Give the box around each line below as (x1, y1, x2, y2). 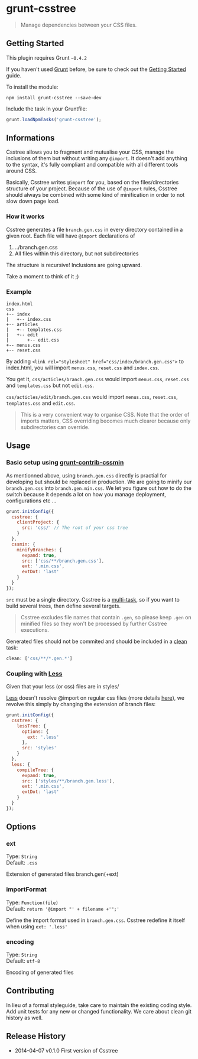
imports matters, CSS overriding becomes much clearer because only (20, 417, 191, 424)
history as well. (6, 1014, 43, 1021)
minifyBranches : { (17, 547, 62, 553)
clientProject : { (17, 519, 60, 525)
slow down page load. (6, 197, 60, 205)
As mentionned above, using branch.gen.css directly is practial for (6, 472, 167, 479)
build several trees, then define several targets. (6, 602, 121, 609)
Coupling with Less (6, 670, 63, 678)
